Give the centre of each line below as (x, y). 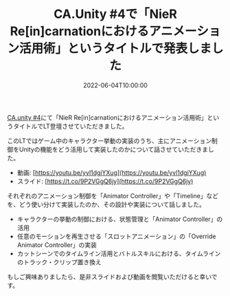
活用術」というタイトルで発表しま (116, 49)
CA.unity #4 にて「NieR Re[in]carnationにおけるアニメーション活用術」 (107, 117)
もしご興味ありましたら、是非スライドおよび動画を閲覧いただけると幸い (109, 277)
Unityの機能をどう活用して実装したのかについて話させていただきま (113, 149)
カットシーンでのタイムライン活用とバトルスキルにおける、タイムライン (119, 253)
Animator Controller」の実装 (57, 244)
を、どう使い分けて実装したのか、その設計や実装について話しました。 (106, 204)
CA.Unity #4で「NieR (115, 14)
